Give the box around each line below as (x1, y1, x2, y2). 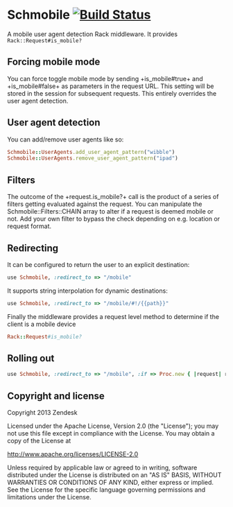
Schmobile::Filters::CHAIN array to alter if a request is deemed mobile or (7, 207, 214, 216)
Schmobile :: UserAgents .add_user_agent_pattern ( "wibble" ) (7, 148, 175, 155)
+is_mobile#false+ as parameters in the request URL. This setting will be (7, 82, 214, 90)
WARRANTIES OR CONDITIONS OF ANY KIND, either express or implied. (7, 479, 214, 487)
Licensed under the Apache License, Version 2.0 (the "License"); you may (7, 422, 219, 430)
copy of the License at (7, 437, 71, 445)
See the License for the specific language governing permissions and (7, 485, 206, 494)
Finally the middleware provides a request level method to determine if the (7, 312, 220, 320)
